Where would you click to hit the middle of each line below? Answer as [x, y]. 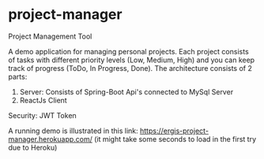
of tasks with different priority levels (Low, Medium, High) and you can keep [132, 60]
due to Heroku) [33, 147]
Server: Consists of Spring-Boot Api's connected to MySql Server [126, 91]
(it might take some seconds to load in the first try [175, 139]
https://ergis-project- [174, 131]
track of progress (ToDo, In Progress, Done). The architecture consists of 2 [130, 68]
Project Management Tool [50, 36]
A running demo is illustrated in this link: [73, 131]
